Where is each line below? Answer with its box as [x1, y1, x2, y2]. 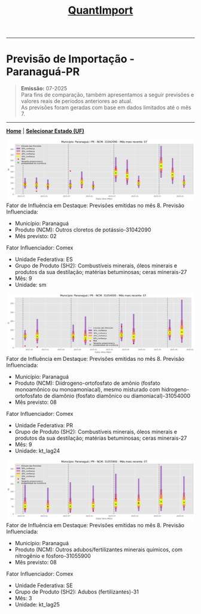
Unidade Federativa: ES [14, 256, 73, 263]
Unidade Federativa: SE [14, 582, 73, 589]
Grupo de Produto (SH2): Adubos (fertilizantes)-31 [14, 588, 139, 595]
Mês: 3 [14, 594, 32, 601]
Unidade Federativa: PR [14, 422, 74, 429]
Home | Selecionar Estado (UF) [6, 127, 85, 135]
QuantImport [68, 4, 133, 17]
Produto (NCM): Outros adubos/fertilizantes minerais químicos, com [14, 546, 183, 553]
